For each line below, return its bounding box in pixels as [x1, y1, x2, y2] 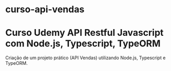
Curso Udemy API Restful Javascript [5, 27, 164, 39]
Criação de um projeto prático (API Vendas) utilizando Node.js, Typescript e [5, 55, 166, 61]
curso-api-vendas [5, 4, 85, 15]
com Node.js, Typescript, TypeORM [5, 38, 161, 50]
